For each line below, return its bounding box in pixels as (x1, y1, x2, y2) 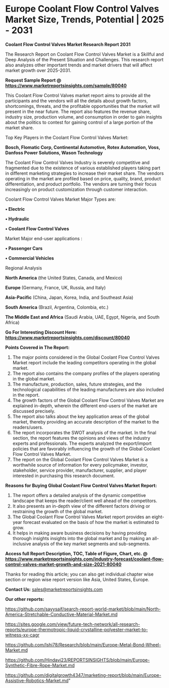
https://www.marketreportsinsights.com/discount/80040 (5, 334, 130, 340)
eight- (151, 514, 164, 520)
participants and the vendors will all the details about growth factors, (5, 97, 148, 104)
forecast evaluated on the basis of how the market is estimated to (23, 519, 159, 525)
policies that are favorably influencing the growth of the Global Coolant (12, 445, 160, 451)
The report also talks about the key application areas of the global (12, 413, 150, 419)
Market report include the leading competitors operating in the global (12, 359, 156, 365)
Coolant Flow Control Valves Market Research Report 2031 (5, 41, 131, 47)
